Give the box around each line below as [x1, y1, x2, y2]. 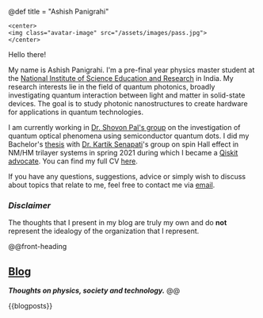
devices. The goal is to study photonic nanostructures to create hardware [8, 99, 248, 108]
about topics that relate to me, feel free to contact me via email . [8, 180, 215, 190]
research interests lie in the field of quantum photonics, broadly [8, 82, 215, 91]
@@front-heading [8, 242, 67, 251]
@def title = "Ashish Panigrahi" [8, 7, 109, 16]
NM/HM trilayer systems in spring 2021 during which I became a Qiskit [8, 148, 238, 157]
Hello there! [8, 50, 46, 59]
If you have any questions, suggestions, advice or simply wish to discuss [8, 172, 246, 181]
